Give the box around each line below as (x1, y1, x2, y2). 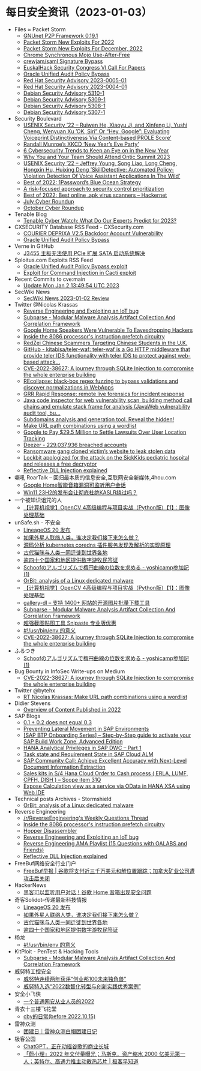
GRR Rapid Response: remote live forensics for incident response (23, 390, 185, 397)
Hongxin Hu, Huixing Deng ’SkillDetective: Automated (23, 166, 156, 173)
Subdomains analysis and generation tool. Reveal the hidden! (23, 415, 175, 423)
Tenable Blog (14, 211, 47, 218)
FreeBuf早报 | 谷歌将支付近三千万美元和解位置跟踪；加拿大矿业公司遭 (23, 867, 195, 874)
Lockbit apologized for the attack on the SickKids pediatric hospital (23, 454, 190, 461)
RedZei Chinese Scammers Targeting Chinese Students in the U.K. (23, 339, 188, 346)
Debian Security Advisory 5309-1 (23, 95, 106, 103)
